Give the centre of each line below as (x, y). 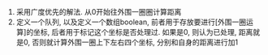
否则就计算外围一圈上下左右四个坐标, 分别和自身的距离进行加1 (135, 42)
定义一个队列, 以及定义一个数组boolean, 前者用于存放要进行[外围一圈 (131, 22)
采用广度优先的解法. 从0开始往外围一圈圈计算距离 (99, 12)
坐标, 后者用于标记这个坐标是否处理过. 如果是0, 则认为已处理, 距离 (143, 32)
